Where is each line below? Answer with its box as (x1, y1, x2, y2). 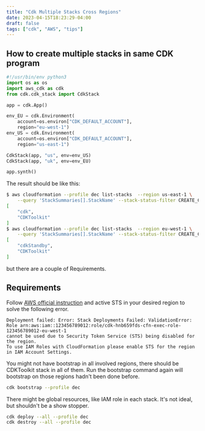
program (6, 58, 40, 68)
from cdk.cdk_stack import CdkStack (6, 91, 99, 97)
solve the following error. (6, 305, 69, 312)
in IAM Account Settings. (6, 349, 72, 355)
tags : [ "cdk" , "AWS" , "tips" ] (6, 26, 84, 32)
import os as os (6, 80, 48, 86)
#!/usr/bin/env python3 (6, 74, 67, 80)
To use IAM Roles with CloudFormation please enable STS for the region (6, 343, 195, 350)
